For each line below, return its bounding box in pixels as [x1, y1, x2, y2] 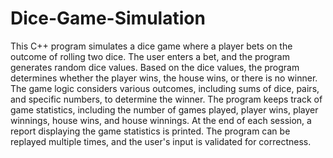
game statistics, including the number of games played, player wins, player [10, 103, 319, 116]
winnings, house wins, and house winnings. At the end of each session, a [10, 114, 312, 126]
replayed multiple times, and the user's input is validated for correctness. [10, 135, 312, 147]
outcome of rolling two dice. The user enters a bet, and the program [10, 50, 290, 62]
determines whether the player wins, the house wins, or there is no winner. [10, 72, 318, 84]
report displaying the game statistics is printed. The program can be [10, 125, 291, 137]
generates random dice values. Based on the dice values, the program [10, 61, 300, 73]
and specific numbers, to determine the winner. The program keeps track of [10, 93, 323, 105]
